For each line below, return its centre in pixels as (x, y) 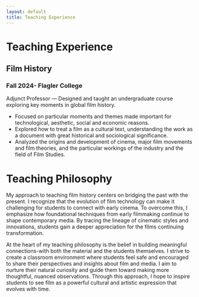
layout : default (26, 12)
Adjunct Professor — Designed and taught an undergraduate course (90, 98)
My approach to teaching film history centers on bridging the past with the (97, 195)
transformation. (25, 233)
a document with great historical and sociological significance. (91, 135)
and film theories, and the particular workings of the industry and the (99, 148)
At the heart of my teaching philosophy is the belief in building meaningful (97, 245)
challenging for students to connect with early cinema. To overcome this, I (97, 208)
